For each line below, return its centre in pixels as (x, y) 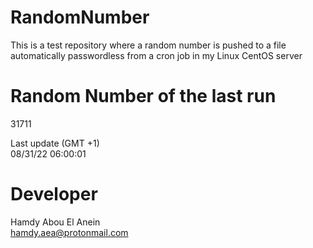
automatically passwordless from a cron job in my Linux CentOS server (156, 55)
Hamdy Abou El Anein (55, 222)
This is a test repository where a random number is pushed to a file (148, 45)
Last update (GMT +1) (55, 143)
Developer (54, 194)
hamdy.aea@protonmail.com (69, 232)
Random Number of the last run (143, 96)
